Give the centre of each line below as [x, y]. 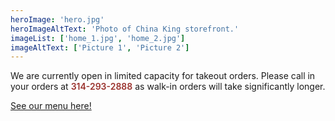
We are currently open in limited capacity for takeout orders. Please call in [163, 76]
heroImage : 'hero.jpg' [57, 19]
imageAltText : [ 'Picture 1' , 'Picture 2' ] [100, 47]
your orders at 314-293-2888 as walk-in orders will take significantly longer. [168, 87]
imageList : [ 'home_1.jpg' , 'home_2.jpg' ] [98, 38]
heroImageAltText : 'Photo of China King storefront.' [125, 29]
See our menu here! [51, 106]
